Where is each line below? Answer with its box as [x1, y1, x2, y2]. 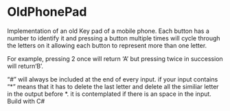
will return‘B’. [7, 62, 43, 70]
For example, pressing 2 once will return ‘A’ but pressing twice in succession [7, 54, 223, 62]
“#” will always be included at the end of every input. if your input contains [7, 75, 218, 83]
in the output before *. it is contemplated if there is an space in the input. [7, 90, 211, 98]
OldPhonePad [7, 4, 87, 20]
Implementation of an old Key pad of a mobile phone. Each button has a [7, 27, 209, 35]
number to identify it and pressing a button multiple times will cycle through [7, 34, 221, 42]
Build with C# [7, 97, 45, 105]
